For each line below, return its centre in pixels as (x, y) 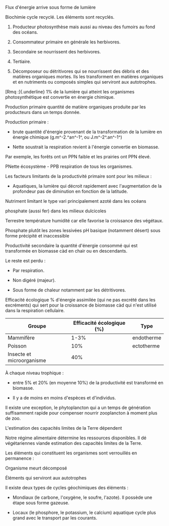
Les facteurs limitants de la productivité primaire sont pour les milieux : (78, 176)
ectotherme (146, 346)
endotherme (147, 338)
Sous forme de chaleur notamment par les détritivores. (69, 290)
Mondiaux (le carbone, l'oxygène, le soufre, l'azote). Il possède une (82, 497)
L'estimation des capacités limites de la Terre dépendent (64, 428)
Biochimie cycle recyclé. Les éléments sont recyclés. (60, 17)
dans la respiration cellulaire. (35, 310)
